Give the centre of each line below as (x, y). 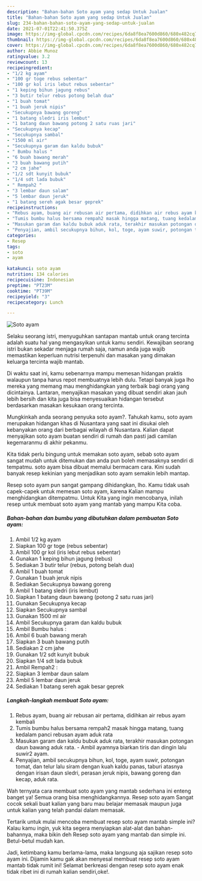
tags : (13, 247)
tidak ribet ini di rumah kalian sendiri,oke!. (58, 872)
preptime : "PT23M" (30, 285)
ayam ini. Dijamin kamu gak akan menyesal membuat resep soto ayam (94, 859)
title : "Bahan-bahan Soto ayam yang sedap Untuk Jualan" (79, 17)
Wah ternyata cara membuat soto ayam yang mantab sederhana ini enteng (99, 791)
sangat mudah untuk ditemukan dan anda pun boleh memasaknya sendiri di (100, 461)
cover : (15, 46)
